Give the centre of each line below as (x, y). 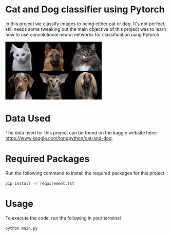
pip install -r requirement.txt (40, 183)
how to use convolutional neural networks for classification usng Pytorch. (83, 34)
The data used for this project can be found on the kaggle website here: (81, 132)
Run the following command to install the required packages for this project (85, 173)
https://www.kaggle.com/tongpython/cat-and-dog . (59, 138)
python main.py (22, 228)
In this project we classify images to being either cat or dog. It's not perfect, (85, 24)
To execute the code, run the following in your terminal (63, 218)
